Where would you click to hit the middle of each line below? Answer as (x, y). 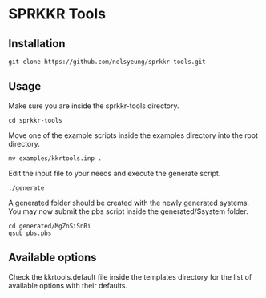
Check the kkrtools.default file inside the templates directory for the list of (130, 276)
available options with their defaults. (68, 285)
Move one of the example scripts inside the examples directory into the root (133, 135)
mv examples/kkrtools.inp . (55, 158)
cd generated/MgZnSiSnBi (50, 226)
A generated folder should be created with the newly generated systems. (129, 203)
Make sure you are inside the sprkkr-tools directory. (94, 106)
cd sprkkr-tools (35, 120)
